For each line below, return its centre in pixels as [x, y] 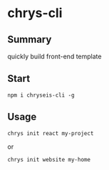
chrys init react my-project [51, 133]
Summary [30, 39]
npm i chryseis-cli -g [41, 95]
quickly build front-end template [54, 56]
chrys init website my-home [49, 159]
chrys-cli [35, 13]
